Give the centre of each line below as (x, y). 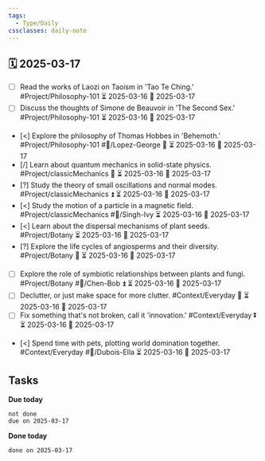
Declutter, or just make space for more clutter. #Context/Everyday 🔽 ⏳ (134, 295)
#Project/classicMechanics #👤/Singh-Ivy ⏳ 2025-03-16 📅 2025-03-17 (134, 215)
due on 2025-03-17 (39, 421)
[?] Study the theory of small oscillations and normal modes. (118, 185)
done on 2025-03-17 (41, 451)
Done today (28, 436)
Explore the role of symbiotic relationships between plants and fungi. (132, 274)
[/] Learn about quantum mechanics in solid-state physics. (116, 165)
